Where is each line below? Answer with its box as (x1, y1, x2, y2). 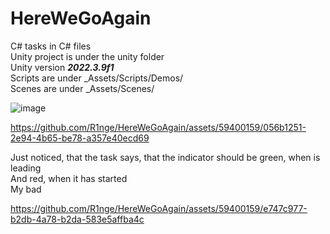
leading (10, 162, 42, 174)
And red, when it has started (10, 172, 128, 184)
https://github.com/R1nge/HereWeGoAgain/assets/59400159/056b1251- (10, 121, 307, 133)
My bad (10, 183, 42, 195)
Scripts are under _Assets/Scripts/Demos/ (10, 72, 184, 84)
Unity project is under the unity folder (10, 50, 165, 62)
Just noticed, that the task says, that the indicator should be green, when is (10, 151, 321, 163)
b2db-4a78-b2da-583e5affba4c (10, 213, 145, 225)
